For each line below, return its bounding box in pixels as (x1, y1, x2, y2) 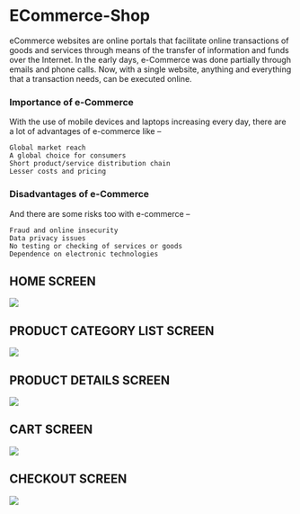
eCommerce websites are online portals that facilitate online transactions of (9, 35, 289, 46)
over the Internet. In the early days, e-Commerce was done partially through (9, 54, 292, 65)
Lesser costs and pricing (9, 167, 106, 176)
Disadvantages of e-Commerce (9, 188, 150, 201)
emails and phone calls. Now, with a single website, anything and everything (9, 64, 292, 75)
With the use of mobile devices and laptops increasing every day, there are (9, 116, 287, 127)
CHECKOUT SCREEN (9, 472, 128, 487)
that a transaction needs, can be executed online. (9, 73, 192, 84)
